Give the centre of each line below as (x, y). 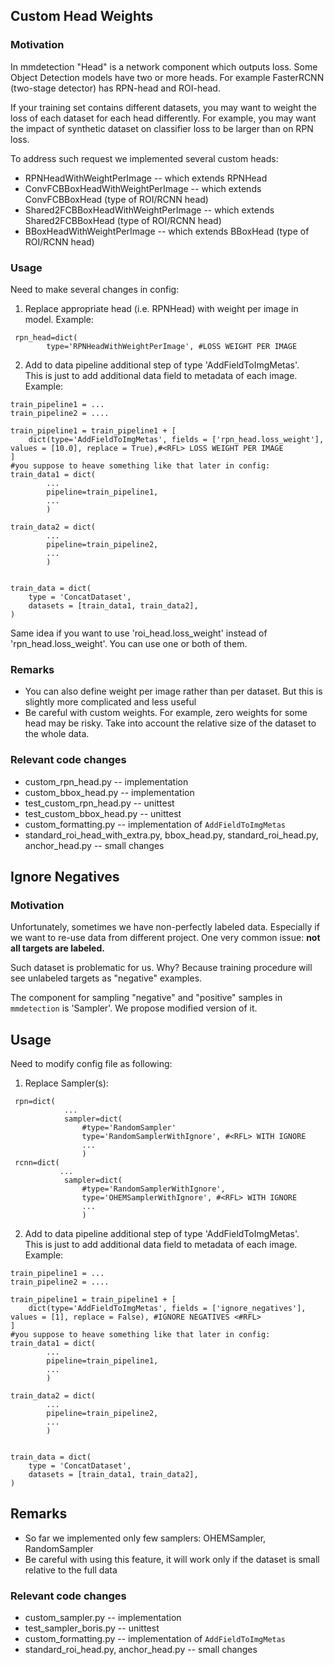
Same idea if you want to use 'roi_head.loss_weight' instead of (139, 633)
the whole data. (57, 734)
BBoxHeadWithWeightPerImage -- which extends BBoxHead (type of (167, 231)
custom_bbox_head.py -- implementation (109, 792)
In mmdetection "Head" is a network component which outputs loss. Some (164, 66)
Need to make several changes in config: (95, 289)
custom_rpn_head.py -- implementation (106, 781)
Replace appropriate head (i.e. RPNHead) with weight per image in (161, 308)
